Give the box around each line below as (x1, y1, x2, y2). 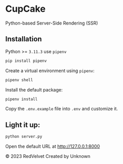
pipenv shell (5, 77, 33, 82)
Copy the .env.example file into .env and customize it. (5, 106, 118, 112)
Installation (5, 35, 42, 43)
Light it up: (5, 121, 40, 129)
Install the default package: (5, 86, 63, 92)
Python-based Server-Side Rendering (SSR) (5, 20, 98, 26)
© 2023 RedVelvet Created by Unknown (5, 153, 91, 159)
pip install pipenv (5, 58, 47, 63)
